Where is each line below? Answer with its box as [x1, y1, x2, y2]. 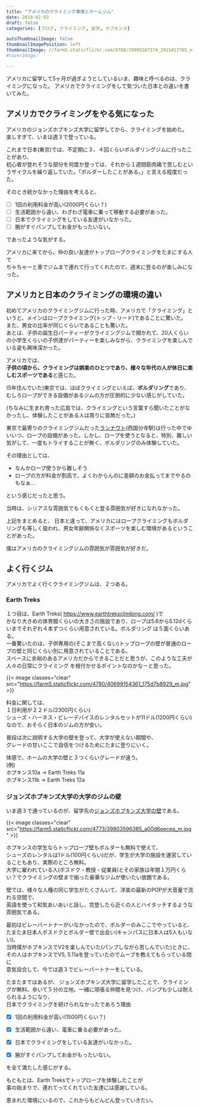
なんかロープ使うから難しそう [14, 464, 88, 472]
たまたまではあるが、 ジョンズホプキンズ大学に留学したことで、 [6, 979, 163, 986]
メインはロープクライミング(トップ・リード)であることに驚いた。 [26, 314, 187, 321]
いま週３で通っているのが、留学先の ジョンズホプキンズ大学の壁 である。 [6, 807, 182, 815]
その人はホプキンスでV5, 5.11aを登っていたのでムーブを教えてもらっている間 [6, 951, 192, 958]
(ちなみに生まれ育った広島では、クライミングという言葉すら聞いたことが [6, 404, 185, 411]
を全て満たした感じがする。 [6, 1064, 74, 1071]
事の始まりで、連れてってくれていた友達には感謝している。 [6, 1084, 151, 1091]
